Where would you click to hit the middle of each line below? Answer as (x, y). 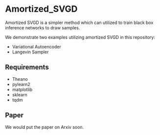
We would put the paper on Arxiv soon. (45, 127)
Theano (20, 79)
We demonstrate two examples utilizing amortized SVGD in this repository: (80, 37)
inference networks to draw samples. (43, 27)
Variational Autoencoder (36, 46)
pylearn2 (21, 84)
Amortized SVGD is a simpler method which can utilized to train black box (79, 22)
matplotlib (22, 90)
